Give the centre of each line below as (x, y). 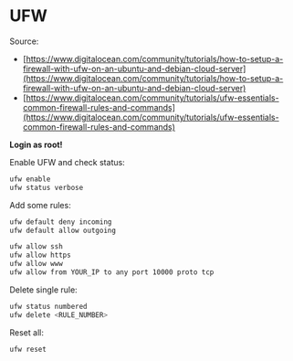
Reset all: (26, 332)
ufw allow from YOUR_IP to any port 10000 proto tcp (112, 272)
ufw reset (28, 349)
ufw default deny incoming (61, 222)
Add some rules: (40, 205)
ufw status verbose (47, 187)
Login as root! (36, 144)
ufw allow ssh (37, 247)
